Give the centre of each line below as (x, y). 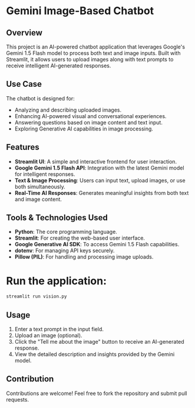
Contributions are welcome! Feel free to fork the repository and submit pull (97, 393)
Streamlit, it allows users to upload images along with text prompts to (90, 59)
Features (23, 147)
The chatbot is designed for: (40, 98)
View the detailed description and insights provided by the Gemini (95, 354)
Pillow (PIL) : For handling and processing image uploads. (84, 257)
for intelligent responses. (45, 174)
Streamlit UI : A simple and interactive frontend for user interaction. (96, 161)
